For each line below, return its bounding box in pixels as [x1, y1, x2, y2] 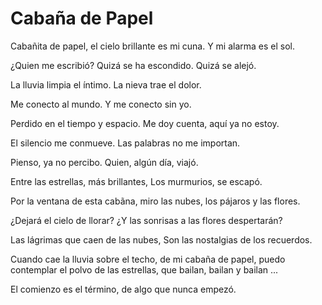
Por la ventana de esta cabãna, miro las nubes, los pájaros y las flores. [10, 195, 301, 207]
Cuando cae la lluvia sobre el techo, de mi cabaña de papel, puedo [10, 253, 286, 265]
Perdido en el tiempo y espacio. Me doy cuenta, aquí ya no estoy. [10, 117, 280, 129]
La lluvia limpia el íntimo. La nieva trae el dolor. [10, 78, 202, 91]
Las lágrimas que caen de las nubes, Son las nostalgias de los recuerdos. [10, 233, 313, 246]
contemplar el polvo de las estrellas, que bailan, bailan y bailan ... [10, 263, 279, 276]
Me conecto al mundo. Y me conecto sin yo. [10, 98, 192, 110]
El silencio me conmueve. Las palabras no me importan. [10, 137, 241, 149]
